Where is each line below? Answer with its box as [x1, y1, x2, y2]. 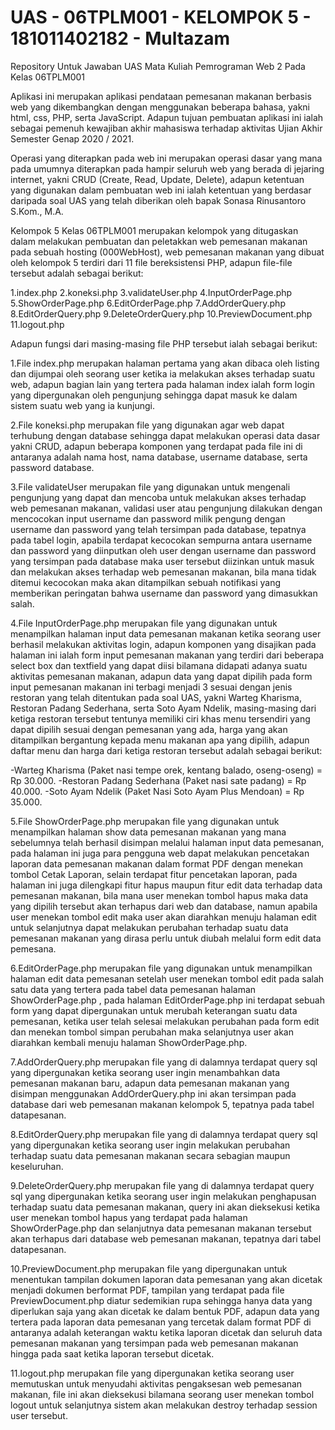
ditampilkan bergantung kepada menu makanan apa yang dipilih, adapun [10, 734, 310, 746]
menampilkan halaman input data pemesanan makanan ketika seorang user [10, 627, 322, 640]
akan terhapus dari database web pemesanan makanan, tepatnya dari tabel [10, 1232, 322, 1245]
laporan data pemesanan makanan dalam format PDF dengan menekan [10, 857, 303, 870]
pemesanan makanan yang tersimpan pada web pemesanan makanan [10, 1337, 299, 1349]
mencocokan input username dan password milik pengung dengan [10, 512, 286, 525]
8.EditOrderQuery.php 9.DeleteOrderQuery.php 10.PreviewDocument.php [10, 307, 313, 320]
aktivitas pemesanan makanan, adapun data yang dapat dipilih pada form [10, 670, 313, 682]
